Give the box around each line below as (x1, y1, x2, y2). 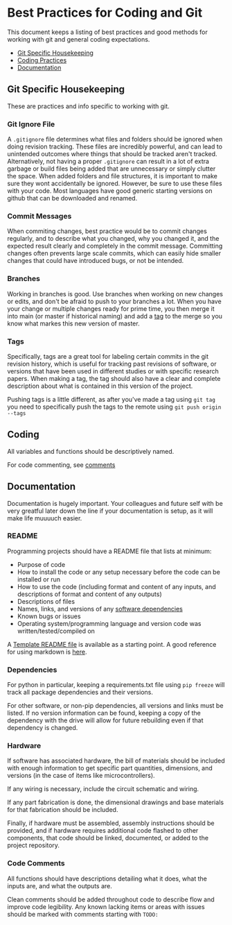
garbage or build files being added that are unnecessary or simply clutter (7, 164, 216, 173)
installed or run (17, 575, 61, 584)
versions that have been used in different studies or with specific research (7, 366, 220, 375)
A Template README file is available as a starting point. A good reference (7, 640, 217, 648)
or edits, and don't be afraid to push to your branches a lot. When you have (7, 297, 222, 305)
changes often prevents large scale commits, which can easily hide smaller (7, 249, 222, 257)
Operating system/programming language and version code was (17, 619, 202, 627)
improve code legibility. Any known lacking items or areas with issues (7, 902, 206, 910)
